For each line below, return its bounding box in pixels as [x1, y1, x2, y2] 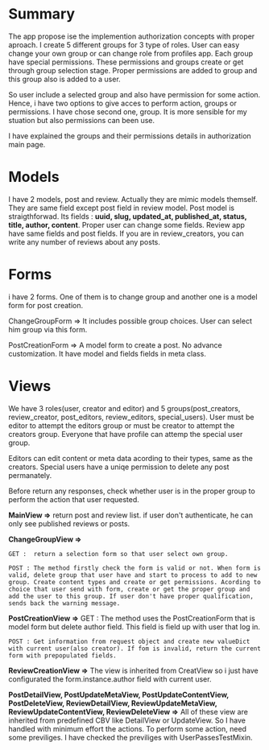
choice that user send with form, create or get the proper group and [8, 585, 250, 593]
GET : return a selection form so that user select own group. [8, 550, 229, 558]
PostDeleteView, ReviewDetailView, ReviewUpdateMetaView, [8, 698, 217, 708]
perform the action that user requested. [8, 494, 139, 504]
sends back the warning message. [8, 599, 121, 608]
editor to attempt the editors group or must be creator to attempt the [8, 420, 235, 431]
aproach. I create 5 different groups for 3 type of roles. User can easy [8, 39, 240, 49]
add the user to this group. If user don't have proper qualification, [8, 592, 254, 600]
